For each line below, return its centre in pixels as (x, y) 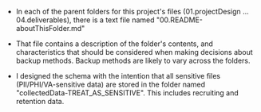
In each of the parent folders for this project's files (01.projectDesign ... (132, 12)
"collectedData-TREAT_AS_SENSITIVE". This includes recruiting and (127, 93)
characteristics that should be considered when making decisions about (134, 52)
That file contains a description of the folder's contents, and (115, 44)
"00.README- (180, 20)
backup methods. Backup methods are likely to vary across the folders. (133, 60)
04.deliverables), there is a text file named (85, 20)
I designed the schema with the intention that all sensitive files (118, 76)
